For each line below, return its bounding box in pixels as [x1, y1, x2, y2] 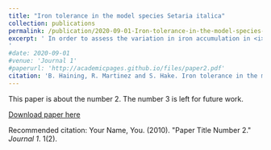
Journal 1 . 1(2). [8, 134, 58, 144]
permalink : [8, 27, 45, 35]
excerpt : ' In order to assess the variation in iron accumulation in [8, 34, 251, 43]
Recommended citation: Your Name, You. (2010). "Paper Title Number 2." [8, 125, 252, 135]
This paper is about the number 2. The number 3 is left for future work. [8, 94, 244, 103]
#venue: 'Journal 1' [8, 57, 78, 65]
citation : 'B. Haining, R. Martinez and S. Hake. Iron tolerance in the [8, 72, 258, 80]
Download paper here [8, 110, 81, 119]
